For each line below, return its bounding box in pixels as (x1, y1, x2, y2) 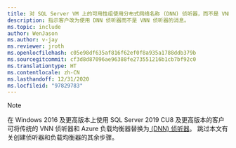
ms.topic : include (7, 23, 61, 30)
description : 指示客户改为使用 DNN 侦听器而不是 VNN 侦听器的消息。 (7, 17, 190, 24)
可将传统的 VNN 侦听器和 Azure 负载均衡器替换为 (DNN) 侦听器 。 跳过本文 (7, 124, 223, 133)
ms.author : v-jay (7, 36, 58, 43)
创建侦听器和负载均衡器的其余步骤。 (13, 133, 118, 142)
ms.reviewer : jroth (7, 43, 65, 50)
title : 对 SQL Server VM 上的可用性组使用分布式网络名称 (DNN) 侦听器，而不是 (7, 10, 219, 18)
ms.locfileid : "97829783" (7, 82, 83, 89)
